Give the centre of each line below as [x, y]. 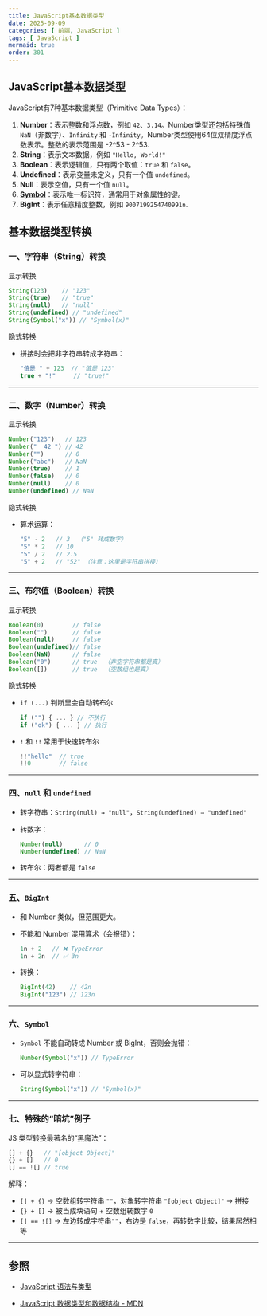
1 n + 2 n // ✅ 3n [49, 956]
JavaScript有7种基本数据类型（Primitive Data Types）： [98, 108]
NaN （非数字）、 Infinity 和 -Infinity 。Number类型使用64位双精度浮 [132, 134]
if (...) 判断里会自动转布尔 [66, 702]
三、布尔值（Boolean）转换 [61, 591]
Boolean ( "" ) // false [55, 632]
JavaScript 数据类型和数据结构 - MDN [81, 1303]
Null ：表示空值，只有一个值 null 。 [76, 184]
